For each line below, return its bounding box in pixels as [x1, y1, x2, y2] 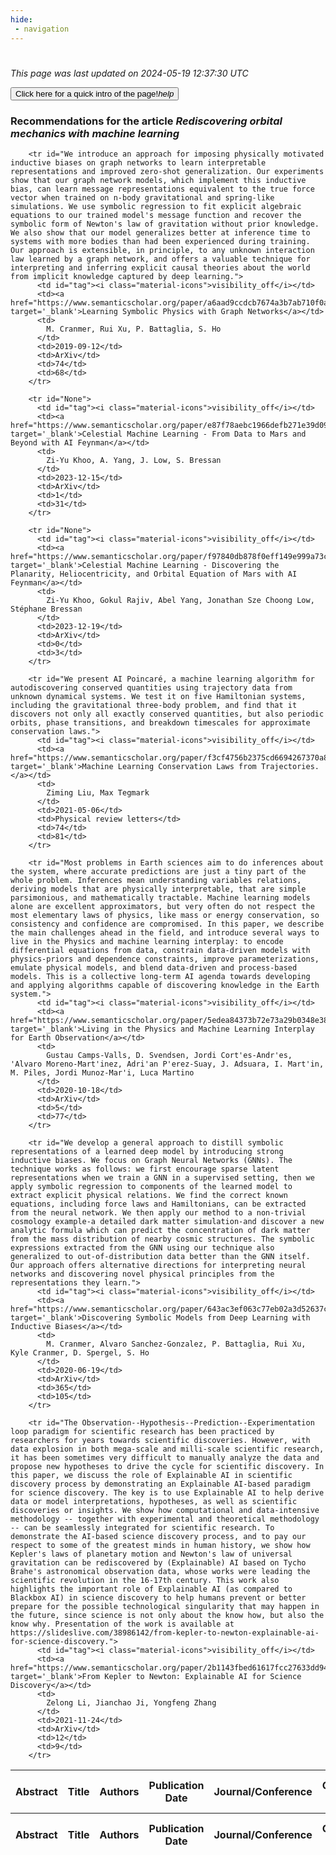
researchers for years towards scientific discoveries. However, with [10, 1435, 311, 1445]
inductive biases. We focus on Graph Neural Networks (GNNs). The [10, 1155, 293, 1165]
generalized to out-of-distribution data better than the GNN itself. [10, 1251, 311, 1261]
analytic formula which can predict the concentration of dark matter [10, 1225, 311, 1235]
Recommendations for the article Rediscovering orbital [10, 114, 283, 128]
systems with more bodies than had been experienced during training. [10, 236, 311, 246]
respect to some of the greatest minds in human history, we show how [10, 1540, 311, 1550]
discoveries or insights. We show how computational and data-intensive [10, 1505, 320, 1515]
